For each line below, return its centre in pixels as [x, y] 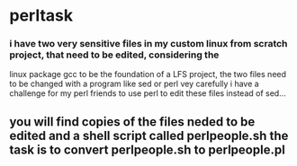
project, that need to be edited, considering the [114, 55]
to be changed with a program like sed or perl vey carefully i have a [134, 84]
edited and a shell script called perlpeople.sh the [149, 135]
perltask [41, 16]
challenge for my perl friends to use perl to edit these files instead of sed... [148, 93]
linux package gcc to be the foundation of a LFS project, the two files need [148, 74]
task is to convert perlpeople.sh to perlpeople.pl [147, 149]
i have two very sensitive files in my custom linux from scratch [148, 44]
